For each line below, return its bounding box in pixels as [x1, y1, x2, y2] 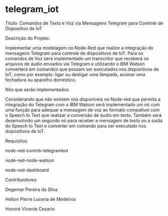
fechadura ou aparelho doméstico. [5, 77, 77, 83]
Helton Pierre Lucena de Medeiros [5, 196, 76, 202]
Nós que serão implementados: [5, 86, 70, 92]
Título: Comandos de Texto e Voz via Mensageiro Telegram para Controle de [5, 20, 163, 26]
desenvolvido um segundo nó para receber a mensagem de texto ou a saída [5, 117, 163, 123]
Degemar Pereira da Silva [5, 186, 58, 192]
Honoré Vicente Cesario [5, 205, 55, 211]
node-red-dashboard [5, 167, 49, 173]
